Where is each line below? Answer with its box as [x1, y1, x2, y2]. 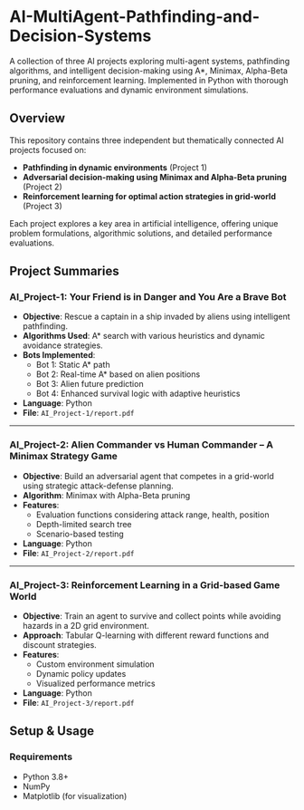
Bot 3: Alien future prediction [35, 379, 144, 390]
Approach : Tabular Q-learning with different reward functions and [22, 630, 270, 641]
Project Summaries [9, 264, 119, 279]
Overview [9, 111, 66, 126]
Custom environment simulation [35, 659, 156, 670]
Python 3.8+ [22, 771, 70, 782]
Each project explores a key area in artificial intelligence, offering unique [9, 217, 279, 228]
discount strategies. [22, 640, 97, 651]
